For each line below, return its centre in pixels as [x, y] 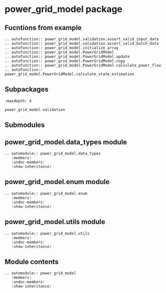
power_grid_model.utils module [55, 222]
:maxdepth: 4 [18, 101]
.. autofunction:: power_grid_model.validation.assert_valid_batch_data [82, 43]
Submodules [25, 125]
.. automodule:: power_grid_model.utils [47, 233]
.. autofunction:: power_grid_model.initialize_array [62, 48]
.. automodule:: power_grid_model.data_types [53, 153]
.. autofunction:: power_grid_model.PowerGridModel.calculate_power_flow [83, 65]
